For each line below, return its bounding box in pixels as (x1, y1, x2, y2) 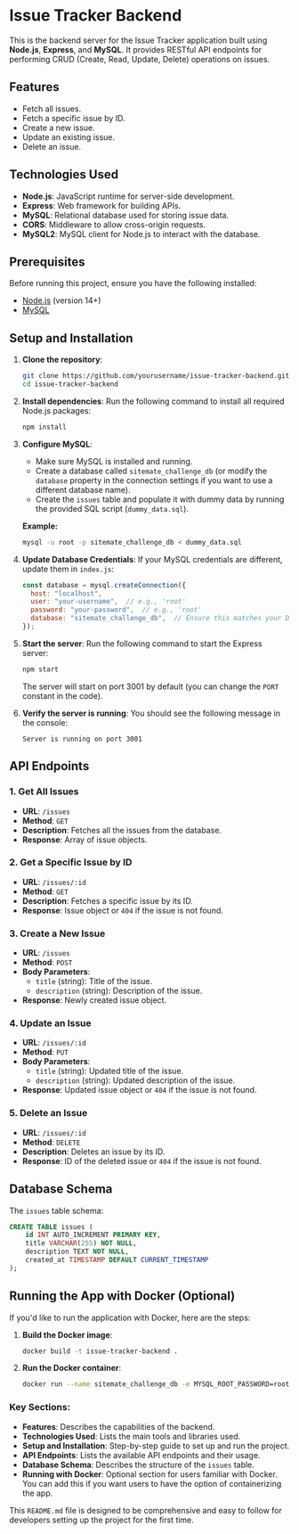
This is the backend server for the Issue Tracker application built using (9, 35, 268, 45)
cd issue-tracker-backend (21, 380, 118, 389)
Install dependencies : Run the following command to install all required (21, 396, 285, 406)
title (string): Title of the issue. (35, 976, 153, 987)
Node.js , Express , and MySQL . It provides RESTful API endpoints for (9, 44, 263, 54)
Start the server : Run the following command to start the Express (21, 638, 263, 649)
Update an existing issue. (21, 131, 116, 143)
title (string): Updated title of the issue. (35, 1066, 184, 1077)
